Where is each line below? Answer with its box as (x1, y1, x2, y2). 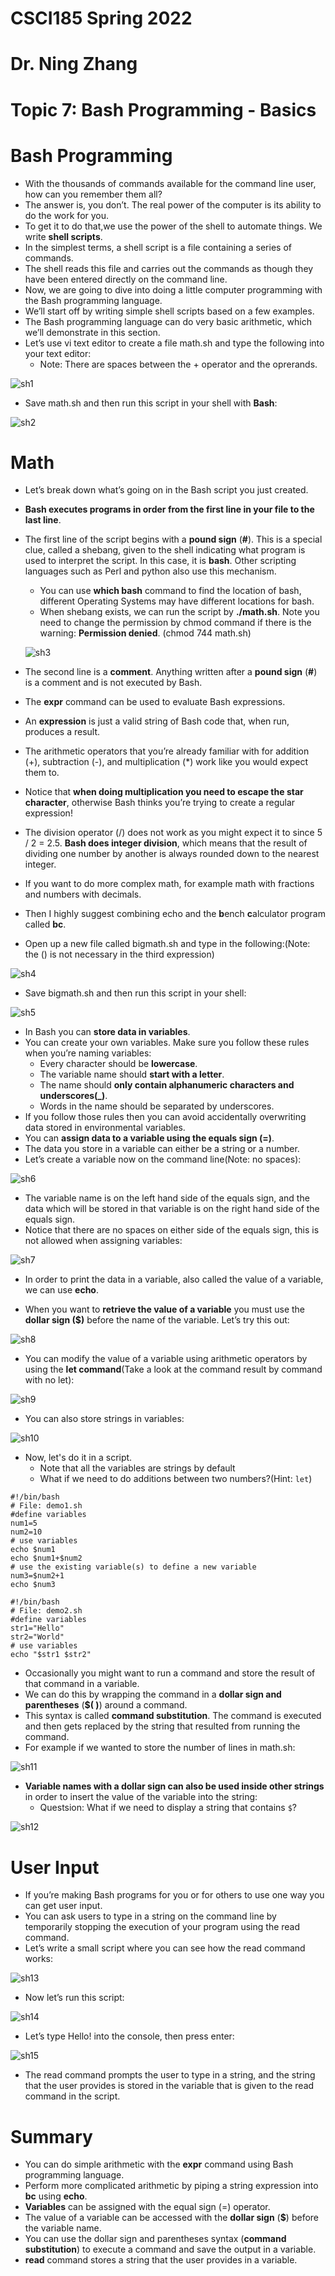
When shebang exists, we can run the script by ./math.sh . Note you (39, 606, 320, 618)
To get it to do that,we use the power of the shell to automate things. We (24, 220, 323, 232)
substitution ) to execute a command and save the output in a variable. (24, 2243, 317, 2256)
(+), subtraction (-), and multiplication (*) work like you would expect (24, 756, 308, 768)
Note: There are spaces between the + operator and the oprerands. (39, 358, 318, 370)
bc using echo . (24, 2190, 88, 2202)
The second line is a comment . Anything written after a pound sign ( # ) (24, 666, 318, 678)
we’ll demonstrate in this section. (24, 326, 161, 338)
